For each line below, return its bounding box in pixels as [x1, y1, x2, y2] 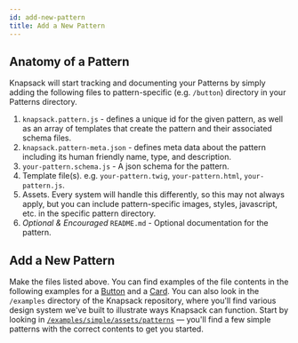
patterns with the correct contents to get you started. [9, 323, 205, 334]
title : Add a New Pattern [9, 21, 105, 30]
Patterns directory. [9, 97, 77, 108]
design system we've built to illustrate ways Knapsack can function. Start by [9, 305, 289, 315]
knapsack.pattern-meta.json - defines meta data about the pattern [21, 142, 267, 153]
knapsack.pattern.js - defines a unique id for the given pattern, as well [21, 114, 283, 124]
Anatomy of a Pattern [9, 54, 130, 69]
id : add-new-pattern [9, 12, 86, 22]
